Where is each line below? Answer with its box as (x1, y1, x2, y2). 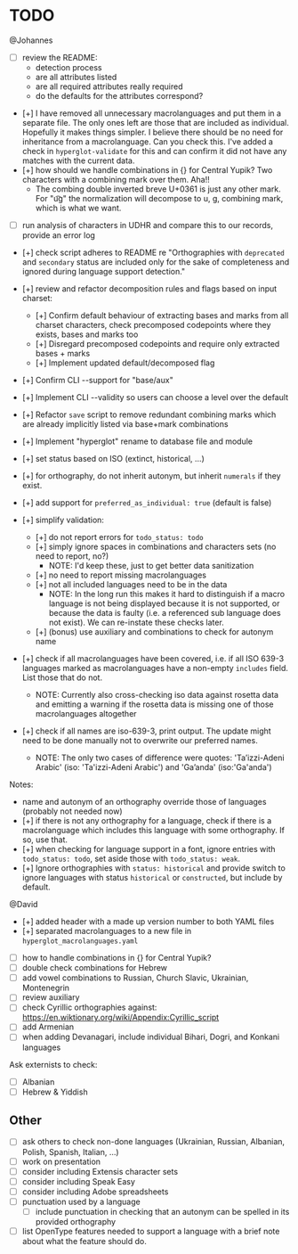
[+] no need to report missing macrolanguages (35, 570, 207, 580)
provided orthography (35, 1216, 117, 1226)
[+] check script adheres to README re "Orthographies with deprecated (21, 247, 285, 258)
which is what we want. (35, 202, 122, 213)
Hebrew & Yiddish (21, 1086, 88, 1097)
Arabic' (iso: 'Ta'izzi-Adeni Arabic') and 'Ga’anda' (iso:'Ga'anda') (35, 762, 273, 773)
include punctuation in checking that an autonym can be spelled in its (35, 1206, 290, 1217)
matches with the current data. (21, 155, 135, 166)
